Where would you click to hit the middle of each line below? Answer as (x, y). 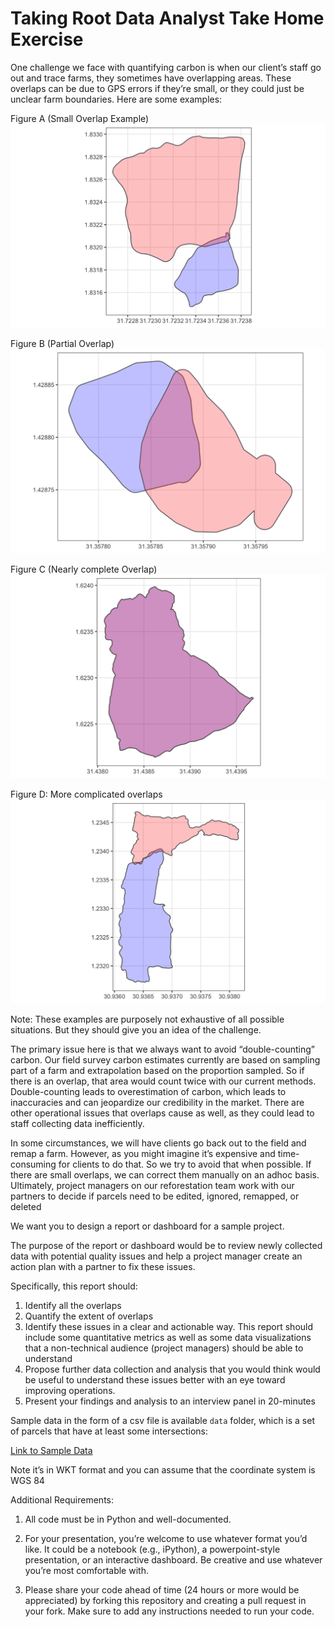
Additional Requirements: (62, 1500)
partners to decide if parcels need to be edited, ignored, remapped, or (155, 1196)
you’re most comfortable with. (86, 1571)
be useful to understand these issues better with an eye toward (155, 1380)
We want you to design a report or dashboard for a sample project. (147, 1226)
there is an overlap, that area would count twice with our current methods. (163, 1081)
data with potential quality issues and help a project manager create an (156, 1256)
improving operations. (70, 1391)
